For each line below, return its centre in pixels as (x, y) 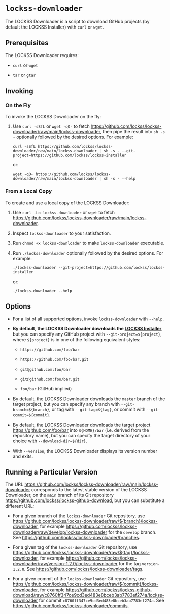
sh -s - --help (120, 179)
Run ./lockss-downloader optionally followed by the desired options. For (88, 253)
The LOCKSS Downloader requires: (42, 55)
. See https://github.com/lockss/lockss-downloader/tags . (84, 569)
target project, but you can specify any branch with (66, 404)
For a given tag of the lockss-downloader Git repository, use (75, 547)
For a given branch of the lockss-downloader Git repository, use (79, 516)
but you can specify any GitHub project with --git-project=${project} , (87, 334)
